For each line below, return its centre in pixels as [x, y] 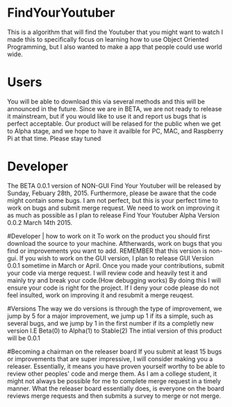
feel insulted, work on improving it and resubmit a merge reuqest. [101, 295]
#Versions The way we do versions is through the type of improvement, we [115, 308]
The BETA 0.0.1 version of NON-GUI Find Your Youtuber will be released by [114, 185]
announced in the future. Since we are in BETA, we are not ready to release [115, 108]
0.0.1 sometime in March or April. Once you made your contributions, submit [116, 265]
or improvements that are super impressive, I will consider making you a [110, 358]
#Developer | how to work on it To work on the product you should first [109, 236]
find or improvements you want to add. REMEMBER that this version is [107, 251]
